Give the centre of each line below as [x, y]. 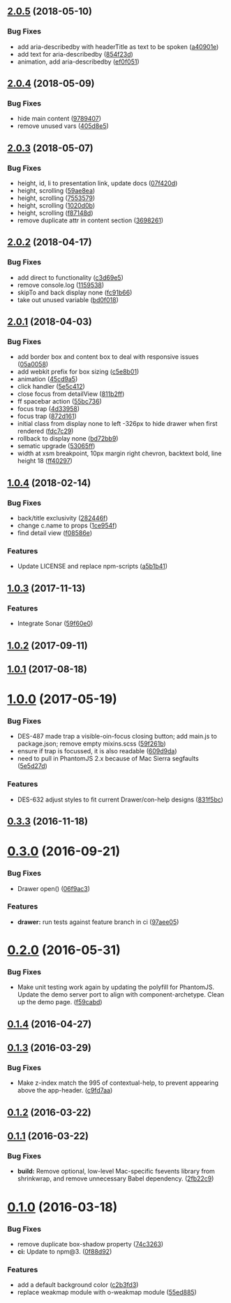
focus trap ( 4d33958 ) [49, 409]
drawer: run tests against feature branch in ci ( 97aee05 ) [98, 922]
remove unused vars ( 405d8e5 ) [63, 126]
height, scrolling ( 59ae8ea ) [56, 191]
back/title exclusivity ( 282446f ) [62, 518]
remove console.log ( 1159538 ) [61, 285]
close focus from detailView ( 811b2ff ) [71, 394]
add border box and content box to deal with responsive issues [108, 357]
